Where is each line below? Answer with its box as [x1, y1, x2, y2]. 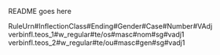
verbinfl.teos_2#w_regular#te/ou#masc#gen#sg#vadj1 [8, 38, 185, 47]
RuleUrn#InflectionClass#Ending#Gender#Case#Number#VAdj [8, 22, 213, 30]
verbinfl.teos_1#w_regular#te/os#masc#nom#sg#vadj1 [8, 30, 185, 39]
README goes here [8, 7, 72, 15]
